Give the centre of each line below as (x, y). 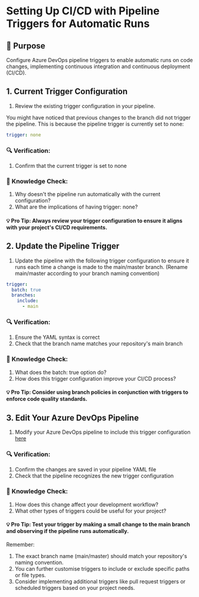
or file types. (30, 575)
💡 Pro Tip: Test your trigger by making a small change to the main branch (98, 525)
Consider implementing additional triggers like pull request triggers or (100, 581)
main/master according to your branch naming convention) (87, 273)
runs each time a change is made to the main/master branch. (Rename (101, 267)
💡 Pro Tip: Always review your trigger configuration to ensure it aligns (94, 221)
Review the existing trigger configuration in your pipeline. (85, 106)
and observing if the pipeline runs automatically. (68, 531)
